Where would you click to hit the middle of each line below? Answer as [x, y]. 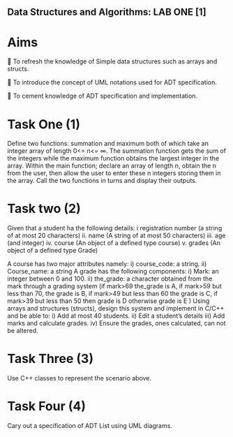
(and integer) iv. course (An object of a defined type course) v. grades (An [114, 243]
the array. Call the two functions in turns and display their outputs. [102, 181]
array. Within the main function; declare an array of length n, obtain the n [112, 166]
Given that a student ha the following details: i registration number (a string [115, 228]
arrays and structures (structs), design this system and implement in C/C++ [116, 309]
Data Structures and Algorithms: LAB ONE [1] [107, 12]
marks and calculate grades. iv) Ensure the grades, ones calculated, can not [116, 323]
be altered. [23, 331]
